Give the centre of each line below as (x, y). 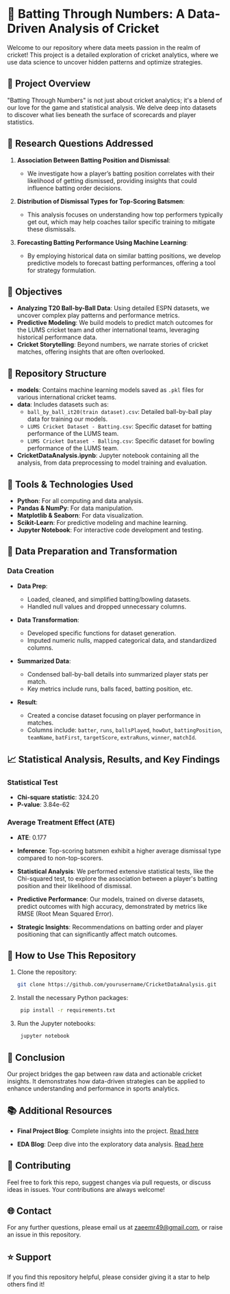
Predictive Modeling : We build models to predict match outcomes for (115, 323)
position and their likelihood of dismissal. (74, 886)
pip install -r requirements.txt (68, 1010)
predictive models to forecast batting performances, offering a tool (121, 263)
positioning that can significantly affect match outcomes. (97, 934)
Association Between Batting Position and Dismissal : (94, 160)
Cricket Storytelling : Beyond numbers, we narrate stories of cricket (113, 345)
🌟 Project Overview (49, 84)
